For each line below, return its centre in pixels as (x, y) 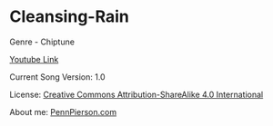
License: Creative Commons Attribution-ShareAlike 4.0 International (136, 94)
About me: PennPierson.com (63, 111)
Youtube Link (34, 59)
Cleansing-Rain (69, 17)
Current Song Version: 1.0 (58, 77)
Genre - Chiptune (42, 42)
